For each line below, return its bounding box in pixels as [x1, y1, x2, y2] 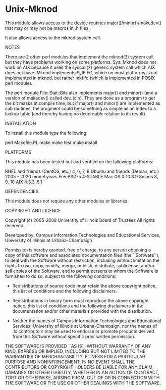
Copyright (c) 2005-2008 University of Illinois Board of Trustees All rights [5, 217, 155, 223]
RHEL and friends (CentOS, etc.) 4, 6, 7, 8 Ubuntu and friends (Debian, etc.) [5, 168, 160, 174]
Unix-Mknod [5, 3, 58, 15]
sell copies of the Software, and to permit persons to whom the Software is [5, 268, 159, 274]
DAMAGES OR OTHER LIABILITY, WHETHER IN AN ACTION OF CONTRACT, [5, 369, 160, 375]
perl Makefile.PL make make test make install [5, 140, 98, 146]
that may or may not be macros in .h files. [5, 25, 90, 31]
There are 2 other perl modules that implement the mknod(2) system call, [5, 53, 155, 60]
